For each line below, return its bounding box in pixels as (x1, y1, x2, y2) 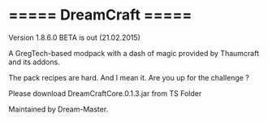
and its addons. (8, 57, 60, 67)
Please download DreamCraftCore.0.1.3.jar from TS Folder (8, 88, 202, 98)
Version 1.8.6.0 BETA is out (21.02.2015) (8, 33, 140, 42)
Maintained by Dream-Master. (8, 104, 109, 114)
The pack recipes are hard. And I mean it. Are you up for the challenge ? (8, 72, 250, 82)
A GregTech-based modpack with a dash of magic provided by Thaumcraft (8, 48, 260, 58)
